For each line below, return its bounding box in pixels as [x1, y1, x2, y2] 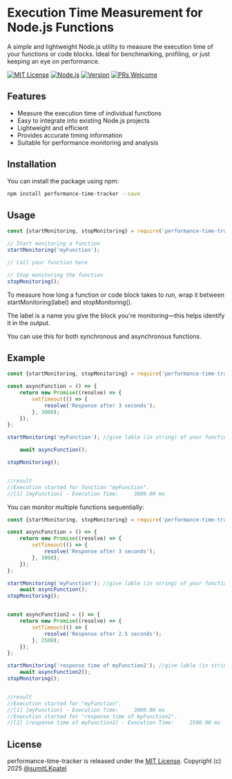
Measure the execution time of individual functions [17, 109, 162, 117]
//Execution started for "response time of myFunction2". [7, 713, 177, 720]
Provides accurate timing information [17, 131, 123, 139]
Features [7, 91, 46, 102]
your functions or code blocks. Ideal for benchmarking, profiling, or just [7, 50, 211, 58]
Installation [7, 158, 57, 170]
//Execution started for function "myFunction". [7, 484, 150, 491]
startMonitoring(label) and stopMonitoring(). [7, 297, 133, 306]
